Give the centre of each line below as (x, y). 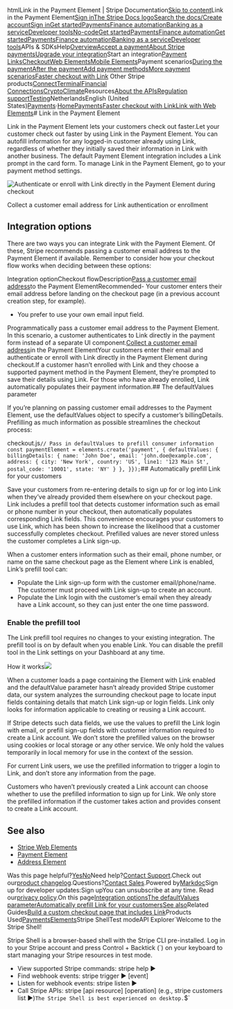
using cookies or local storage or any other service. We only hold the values (115, 745)
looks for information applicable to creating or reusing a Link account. (107, 710)
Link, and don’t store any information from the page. (81, 773)
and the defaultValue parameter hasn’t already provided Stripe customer (111, 687)
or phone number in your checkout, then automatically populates (100, 511)
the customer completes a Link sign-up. (64, 541)
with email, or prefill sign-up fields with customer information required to (111, 730)
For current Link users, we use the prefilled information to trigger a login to (114, 766)
